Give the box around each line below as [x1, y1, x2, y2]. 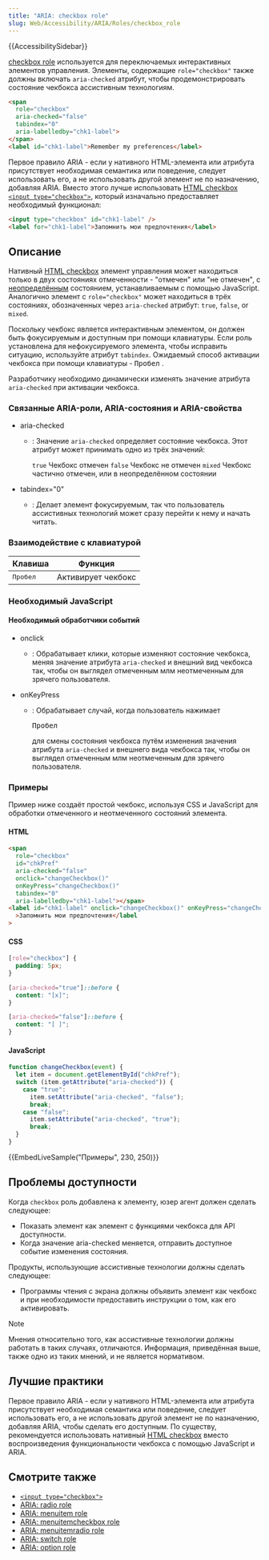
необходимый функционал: [8, 200, 102, 209]
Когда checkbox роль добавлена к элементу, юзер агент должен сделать [8, 1196, 256, 1206]
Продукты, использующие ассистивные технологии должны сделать [8, 1261, 246, 1272]
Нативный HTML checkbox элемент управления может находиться [8, 266, 239, 276]
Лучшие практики [8, 1375, 104, 1388]
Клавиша [12, 558, 50, 569]
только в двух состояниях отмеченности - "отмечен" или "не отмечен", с [8, 274, 261, 285]
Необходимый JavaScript [8, 595, 114, 607]
